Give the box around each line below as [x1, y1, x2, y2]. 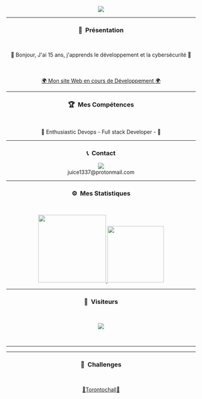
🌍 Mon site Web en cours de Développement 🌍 [41, 77, 161, 84]
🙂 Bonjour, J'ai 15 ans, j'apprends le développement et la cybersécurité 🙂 [10, 51, 192, 58]
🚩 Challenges [80, 360, 122, 369]
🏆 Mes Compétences [68, 101, 134, 109]
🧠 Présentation [78, 26, 124, 34]
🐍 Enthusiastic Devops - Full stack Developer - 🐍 [41, 128, 161, 135]
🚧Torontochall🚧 [82, 386, 120, 393]
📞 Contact [86, 149, 116, 157]
